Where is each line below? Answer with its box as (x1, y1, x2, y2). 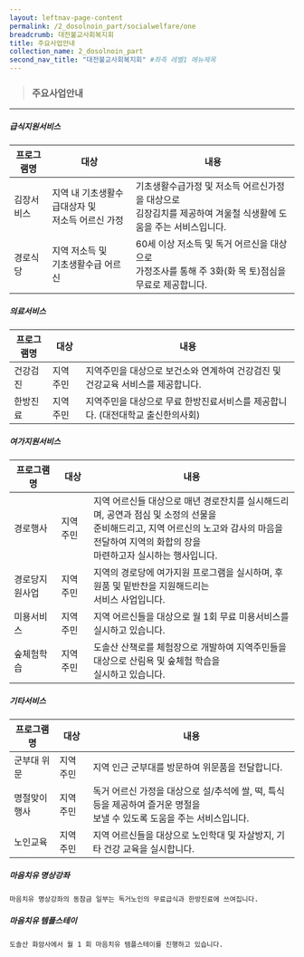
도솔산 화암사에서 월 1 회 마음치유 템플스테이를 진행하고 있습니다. (9, 940, 223, 950)
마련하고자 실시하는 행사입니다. (93, 549, 218, 562)
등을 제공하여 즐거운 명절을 (92, 798, 201, 811)
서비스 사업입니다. (93, 594, 166, 606)
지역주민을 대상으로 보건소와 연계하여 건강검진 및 (85, 364, 282, 377)
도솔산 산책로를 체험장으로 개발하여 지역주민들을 (93, 641, 287, 653)
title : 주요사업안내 (9, 38, 75, 48)
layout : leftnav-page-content (9, 13, 124, 23)
